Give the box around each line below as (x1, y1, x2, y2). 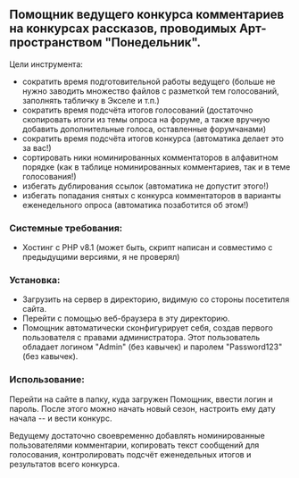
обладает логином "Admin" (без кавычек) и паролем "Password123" (21, 341, 283, 352)
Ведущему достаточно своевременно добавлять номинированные (9, 430, 265, 440)
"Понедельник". (104, 35, 201, 50)
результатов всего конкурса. (9, 458, 120, 469)
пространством (9, 35, 103, 50)
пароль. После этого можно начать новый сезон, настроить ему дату (9, 403, 276, 414)
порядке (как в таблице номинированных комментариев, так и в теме (21, 161, 291, 172)
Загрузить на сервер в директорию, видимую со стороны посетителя (21, 294, 290, 305)
